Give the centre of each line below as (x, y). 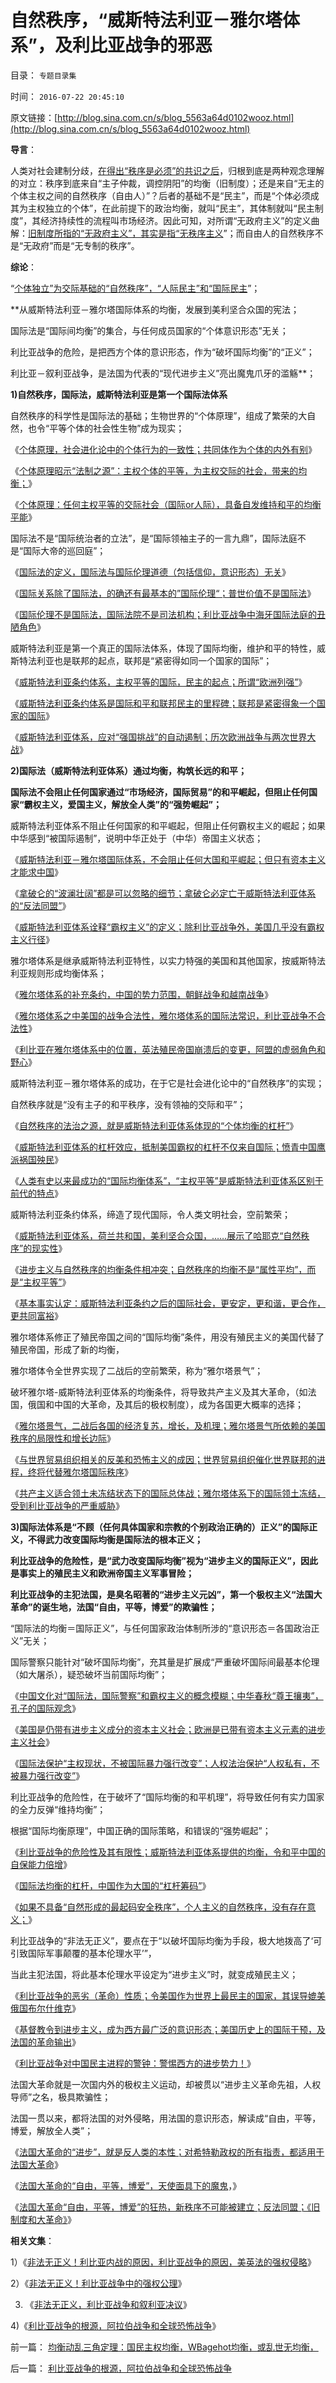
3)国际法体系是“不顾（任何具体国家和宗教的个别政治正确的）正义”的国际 (160, 1527)
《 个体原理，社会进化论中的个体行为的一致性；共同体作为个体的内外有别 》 (163, 449)
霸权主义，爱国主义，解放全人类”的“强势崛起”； (123, 804)
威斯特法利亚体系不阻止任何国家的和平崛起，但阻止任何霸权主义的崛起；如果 (168, 825)
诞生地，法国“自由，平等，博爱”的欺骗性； (129, 1607)
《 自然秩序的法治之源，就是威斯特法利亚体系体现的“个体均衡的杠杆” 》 (154, 1125)
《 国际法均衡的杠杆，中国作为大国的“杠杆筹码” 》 (111, 1885)
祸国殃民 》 (40, 1159)
